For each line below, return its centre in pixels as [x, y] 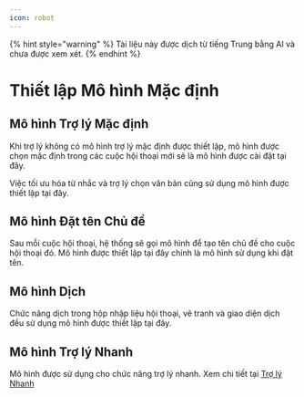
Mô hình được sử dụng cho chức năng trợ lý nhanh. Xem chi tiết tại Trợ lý [146, 374]
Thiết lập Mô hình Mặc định [115, 90]
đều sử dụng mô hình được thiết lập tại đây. [91, 323]
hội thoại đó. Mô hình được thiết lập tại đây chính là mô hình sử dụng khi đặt [152, 253]
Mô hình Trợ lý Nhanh [71, 352]
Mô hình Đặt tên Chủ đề [77, 221]
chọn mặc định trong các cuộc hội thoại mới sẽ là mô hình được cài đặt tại [148, 155]
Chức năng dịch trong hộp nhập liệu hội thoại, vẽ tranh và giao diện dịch [145, 313]
